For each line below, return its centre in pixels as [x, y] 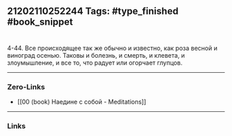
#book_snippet [40, 22]
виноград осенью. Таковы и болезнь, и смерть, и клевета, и [96, 55]
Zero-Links [26, 87]
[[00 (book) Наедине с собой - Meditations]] [81, 102]
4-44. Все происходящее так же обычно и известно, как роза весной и [112, 48]
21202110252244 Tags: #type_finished [93, 11]
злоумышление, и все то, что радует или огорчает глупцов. [95, 63]
